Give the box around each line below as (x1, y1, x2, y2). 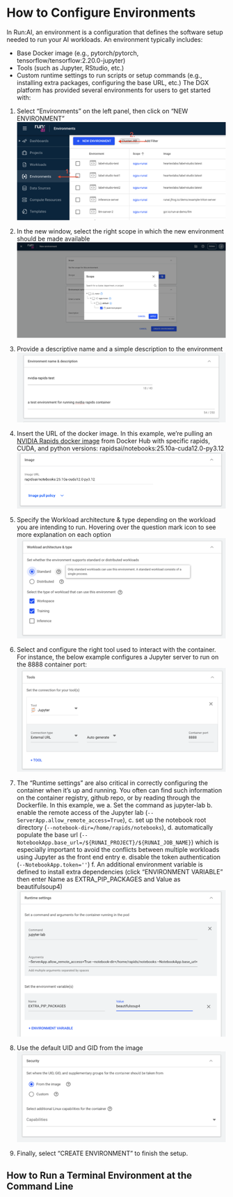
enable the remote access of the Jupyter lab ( (16, 808, 148, 816)
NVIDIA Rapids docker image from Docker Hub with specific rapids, (16, 437, 210, 445)
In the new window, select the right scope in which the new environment (16, 227, 224, 235)
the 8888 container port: (16, 660, 88, 669)
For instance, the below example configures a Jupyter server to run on (16, 653, 219, 661)
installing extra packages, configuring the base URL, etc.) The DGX (16, 78, 209, 86)
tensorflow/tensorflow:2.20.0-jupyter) (16, 56, 126, 64)
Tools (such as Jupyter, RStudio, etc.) (16, 63, 124, 72)
